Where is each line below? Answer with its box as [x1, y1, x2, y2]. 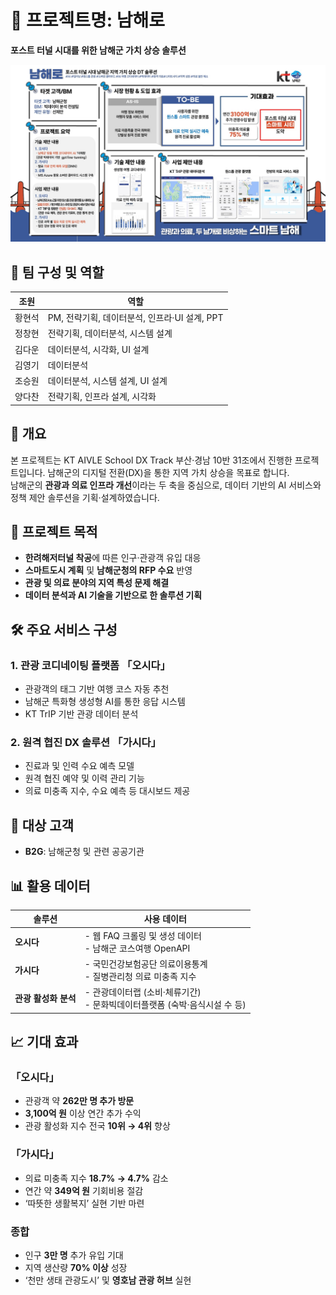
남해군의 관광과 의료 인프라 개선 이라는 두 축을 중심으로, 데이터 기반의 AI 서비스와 [10, 479, 322, 491]
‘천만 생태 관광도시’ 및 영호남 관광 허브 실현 [24, 1274, 192, 1286]
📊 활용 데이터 [10, 877, 91, 895]
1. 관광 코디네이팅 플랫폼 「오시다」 [10, 658, 171, 672]
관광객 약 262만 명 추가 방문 [24, 1095, 135, 1107]
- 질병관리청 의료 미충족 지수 [84, 970, 197, 982]
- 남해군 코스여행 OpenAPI [84, 942, 191, 954]
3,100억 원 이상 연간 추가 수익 [24, 1107, 142, 1120]
